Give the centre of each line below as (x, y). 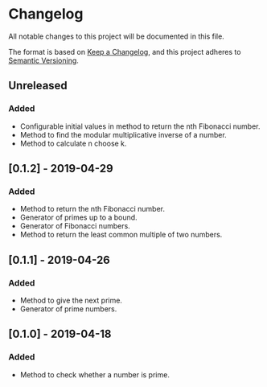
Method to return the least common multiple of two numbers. (121, 235)
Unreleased (38, 86)
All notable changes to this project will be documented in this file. (117, 36)
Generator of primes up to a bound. (79, 217)
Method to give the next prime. (71, 300)
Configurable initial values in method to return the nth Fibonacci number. (140, 126)
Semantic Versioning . (43, 60)
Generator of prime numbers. (68, 309)
